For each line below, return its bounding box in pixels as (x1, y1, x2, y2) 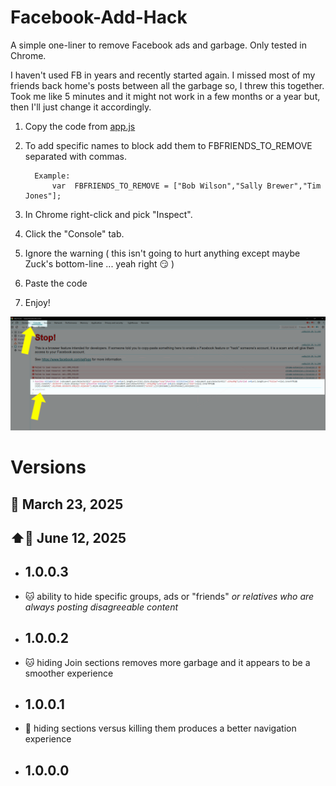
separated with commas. (24, 150, 128, 162)
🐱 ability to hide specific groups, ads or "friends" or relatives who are (24, 590, 315, 602)
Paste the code (24, 277, 88, 289)
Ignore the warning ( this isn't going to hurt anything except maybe (24, 247, 301, 259)
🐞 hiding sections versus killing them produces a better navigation (24, 722, 297, 735)
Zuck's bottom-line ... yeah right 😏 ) (24, 257, 175, 270)
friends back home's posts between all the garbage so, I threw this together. (10, 79, 325, 91)
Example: (34, 171, 71, 181)
